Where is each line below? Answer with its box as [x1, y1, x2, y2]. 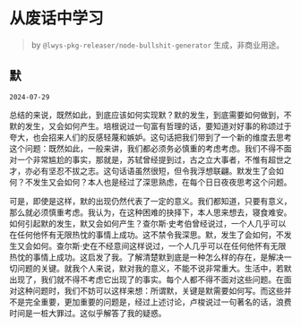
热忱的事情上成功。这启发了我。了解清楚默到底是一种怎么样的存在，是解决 [9, 252, 284, 262]
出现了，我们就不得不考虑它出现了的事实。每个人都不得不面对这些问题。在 [9, 274, 284, 285]
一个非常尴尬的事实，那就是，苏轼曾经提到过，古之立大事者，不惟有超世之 [16, 154, 292, 165]
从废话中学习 [9, 8, 105, 29]
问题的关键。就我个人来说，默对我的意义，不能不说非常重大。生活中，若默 [16, 262, 292, 273]
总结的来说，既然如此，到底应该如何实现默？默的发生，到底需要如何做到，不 [9, 109, 292, 120]
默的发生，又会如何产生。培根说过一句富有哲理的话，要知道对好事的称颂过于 [9, 120, 292, 131]
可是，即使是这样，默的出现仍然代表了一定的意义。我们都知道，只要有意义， [9, 195, 292, 206]
